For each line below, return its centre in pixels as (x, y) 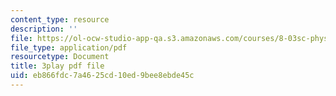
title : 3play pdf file (57, 66)
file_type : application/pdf (69, 47)
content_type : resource (60, 19)
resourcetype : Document (60, 57)
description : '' (44, 29)
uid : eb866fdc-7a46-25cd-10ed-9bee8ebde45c (102, 76)
